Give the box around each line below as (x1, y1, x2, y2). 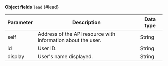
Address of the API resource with (37, 31, 116, 37)
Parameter (7, 19, 33, 26)
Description (72, 19, 101, 26)
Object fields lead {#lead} (5, 4, 59, 10)
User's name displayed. (37, 53, 93, 60)
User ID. (37, 45, 57, 52)
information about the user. (37, 37, 102, 44)
